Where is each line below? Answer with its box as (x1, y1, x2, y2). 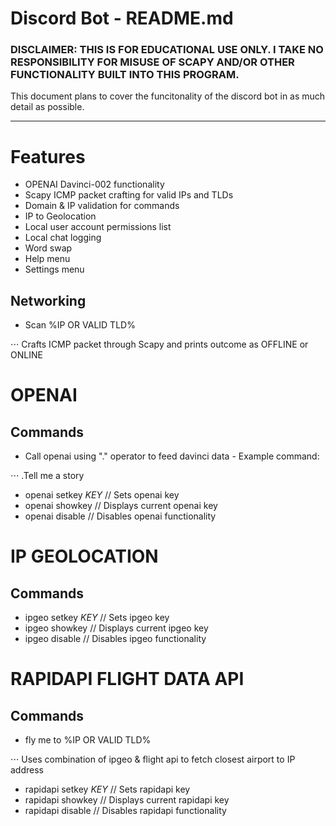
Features (10, 145, 86, 168)
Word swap (24, 242, 73, 254)
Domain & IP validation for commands (24, 200, 180, 212)
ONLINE (10, 349, 43, 361)
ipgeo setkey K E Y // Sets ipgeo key (24, 612, 170, 624)
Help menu (24, 253, 71, 265)
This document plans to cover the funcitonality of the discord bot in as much (10, 90, 326, 102)
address (10, 764, 44, 776)
